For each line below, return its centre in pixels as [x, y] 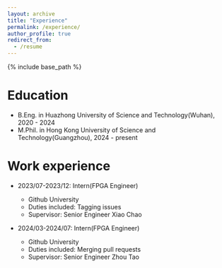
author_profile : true [39, 34]
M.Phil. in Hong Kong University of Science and [87, 130]
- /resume [28, 47]
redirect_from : [30, 40]
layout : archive [31, 14]
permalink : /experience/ [44, 27]
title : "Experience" [38, 21]
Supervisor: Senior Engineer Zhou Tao [84, 257]
